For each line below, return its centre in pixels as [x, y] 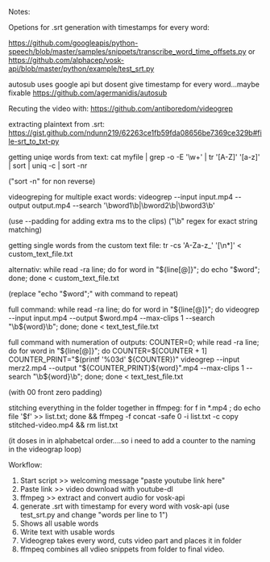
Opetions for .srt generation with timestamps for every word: [109, 27]
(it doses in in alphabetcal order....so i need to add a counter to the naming [132, 440]
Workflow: [25, 465]
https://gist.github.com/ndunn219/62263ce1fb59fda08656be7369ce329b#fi [135, 133]
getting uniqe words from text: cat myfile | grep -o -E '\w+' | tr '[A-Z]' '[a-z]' [134, 157]
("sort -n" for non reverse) [52, 181]
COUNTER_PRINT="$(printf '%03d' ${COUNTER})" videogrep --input [124, 359]
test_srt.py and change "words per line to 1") [94, 515]
